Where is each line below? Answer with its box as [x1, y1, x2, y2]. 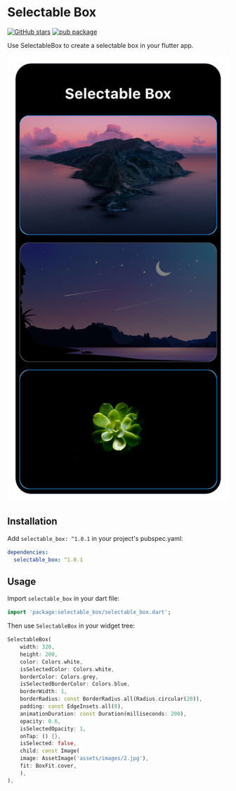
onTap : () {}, [20, 733, 61, 740]
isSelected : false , [20, 740, 77, 747]
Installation [7, 516, 58, 528]
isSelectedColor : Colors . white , [20, 666, 114, 673]
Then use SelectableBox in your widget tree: [7, 621, 136, 630]
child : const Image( [20, 747, 80, 754]
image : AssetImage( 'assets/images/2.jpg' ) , [20, 755, 150, 762]
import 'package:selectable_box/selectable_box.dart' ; [7, 609, 171, 616]
